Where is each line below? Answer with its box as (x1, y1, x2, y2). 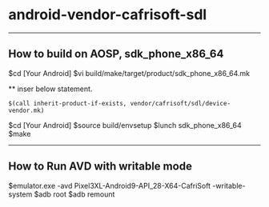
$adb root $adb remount (34, 189, 115, 199)
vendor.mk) (8, 106, 45, 114)
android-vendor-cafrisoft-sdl (8, 6, 207, 24)
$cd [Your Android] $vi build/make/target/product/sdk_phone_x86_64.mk (8, 68, 251, 78)
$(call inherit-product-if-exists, (8, 99, 127, 107)
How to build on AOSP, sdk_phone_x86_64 (8, 47, 224, 61)
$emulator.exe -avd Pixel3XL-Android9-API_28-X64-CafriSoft (8, 181, 211, 190)
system (8, 189, 33, 199)
